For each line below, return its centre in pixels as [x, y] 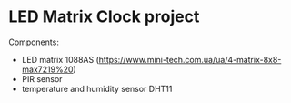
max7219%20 [47, 69]
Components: [34, 42]
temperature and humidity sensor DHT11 [97, 88]
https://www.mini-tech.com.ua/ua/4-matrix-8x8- [190, 59]
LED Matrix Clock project [104, 17]
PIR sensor [42, 78]
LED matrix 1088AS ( [60, 59]
